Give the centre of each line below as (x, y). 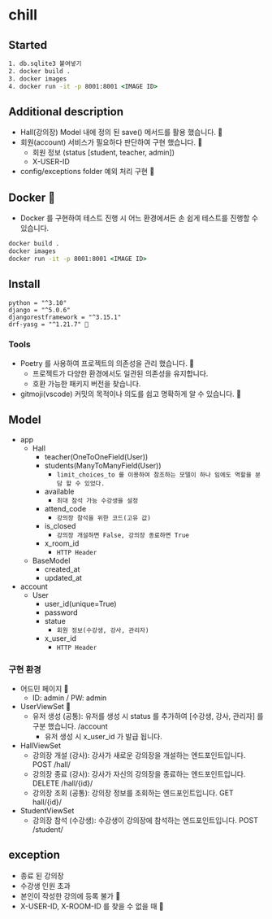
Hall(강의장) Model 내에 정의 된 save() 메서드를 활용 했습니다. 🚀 (121, 133)
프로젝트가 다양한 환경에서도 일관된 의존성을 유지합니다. (120, 373)
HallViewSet (40, 745)
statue (55, 621)
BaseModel (51, 560)
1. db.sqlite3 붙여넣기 (45, 63)
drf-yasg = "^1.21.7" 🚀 (49, 324)
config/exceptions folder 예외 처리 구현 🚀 (87, 172)
